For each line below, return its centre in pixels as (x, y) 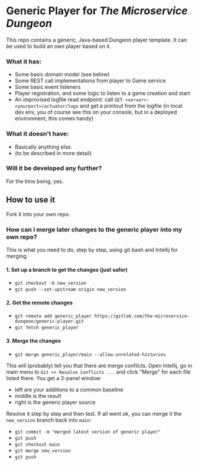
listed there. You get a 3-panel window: (54, 378)
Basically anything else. (43, 147)
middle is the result (38, 396)
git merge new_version (43, 451)
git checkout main (37, 444)
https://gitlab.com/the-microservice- (142, 316)
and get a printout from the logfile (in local (131, 106)
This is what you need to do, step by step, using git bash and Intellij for (92, 249)
